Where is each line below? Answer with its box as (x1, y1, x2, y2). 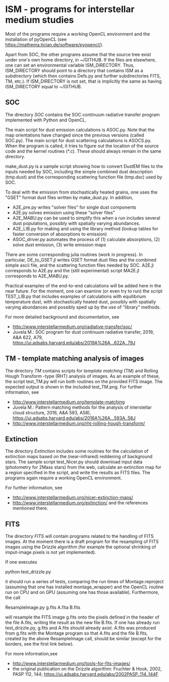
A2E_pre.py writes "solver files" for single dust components (12, 204, 137, 210)
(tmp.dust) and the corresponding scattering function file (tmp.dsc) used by (5, 174, 162, 180)
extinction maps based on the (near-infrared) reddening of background (5, 454, 152, 460)
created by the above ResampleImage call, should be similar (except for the (5, 636, 162, 642)
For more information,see (5, 651, 58, 657)
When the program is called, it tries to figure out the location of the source (5, 143, 159, 149)
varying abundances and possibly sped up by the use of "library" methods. (5, 304, 161, 310)
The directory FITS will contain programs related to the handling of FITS (5, 533, 154, 539)
